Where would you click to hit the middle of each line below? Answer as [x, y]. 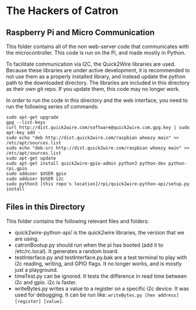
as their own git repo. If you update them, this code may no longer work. [93, 89]
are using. [27, 239]
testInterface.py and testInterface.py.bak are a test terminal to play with [101, 257]
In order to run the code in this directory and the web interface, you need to [97, 100]
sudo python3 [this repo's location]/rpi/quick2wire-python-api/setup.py [98, 184]
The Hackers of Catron [62, 11]
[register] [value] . [39, 301]
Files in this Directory [46, 207]
